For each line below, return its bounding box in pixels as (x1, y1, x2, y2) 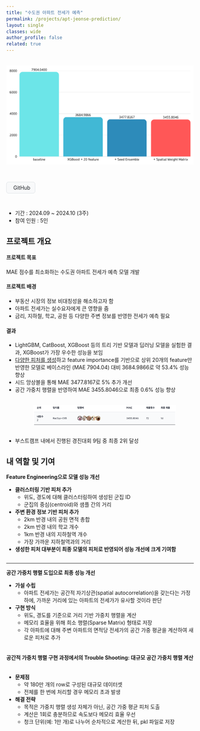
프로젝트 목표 (6, 254, 37, 261)
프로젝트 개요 (6, 236, 52, 246)
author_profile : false (6, 35, 62, 41)
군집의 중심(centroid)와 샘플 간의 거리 (23, 501, 112, 508)
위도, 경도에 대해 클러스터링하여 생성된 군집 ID (23, 493, 131, 500)
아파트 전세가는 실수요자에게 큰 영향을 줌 (14, 305, 109, 312)
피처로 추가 (35, 634, 61, 641)
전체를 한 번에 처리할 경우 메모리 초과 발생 (23, 689, 121, 696)
